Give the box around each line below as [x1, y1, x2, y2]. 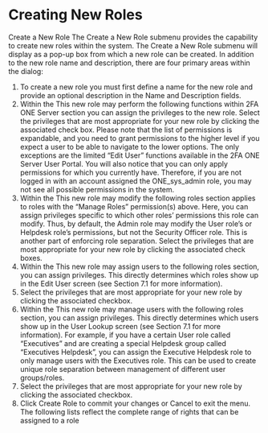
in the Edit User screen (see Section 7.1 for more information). [19, 278, 223, 288]
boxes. [19, 253, 43, 262]
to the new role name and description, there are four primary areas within [8, 58, 250, 68]
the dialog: [8, 66, 44, 76]
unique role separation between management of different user [19, 364, 226, 373]
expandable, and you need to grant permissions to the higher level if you [19, 133, 260, 142]
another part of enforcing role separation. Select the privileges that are [19, 236, 254, 245]
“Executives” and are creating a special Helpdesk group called [19, 338, 227, 348]
